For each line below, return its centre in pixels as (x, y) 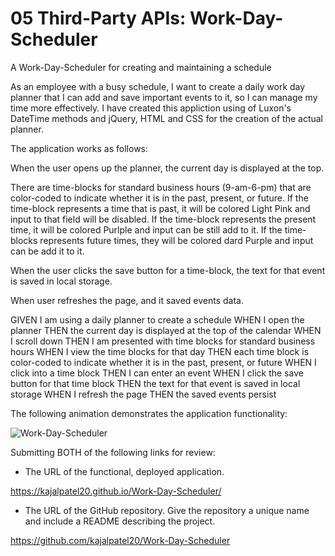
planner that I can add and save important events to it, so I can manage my (164, 97)
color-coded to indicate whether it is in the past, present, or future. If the (159, 198)
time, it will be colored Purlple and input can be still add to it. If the (146, 229)
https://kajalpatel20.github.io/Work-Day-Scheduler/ (116, 491)
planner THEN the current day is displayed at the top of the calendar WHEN (166, 330)
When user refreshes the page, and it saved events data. (127, 300)
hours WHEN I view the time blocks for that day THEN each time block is (160, 351)
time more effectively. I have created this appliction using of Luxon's (151, 108)
